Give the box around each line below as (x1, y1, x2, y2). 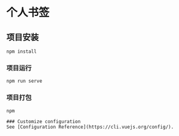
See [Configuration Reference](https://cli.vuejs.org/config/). (6, 124, 174, 130)
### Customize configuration (6, 118, 81, 124)
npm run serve (6, 78, 43, 85)
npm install (6, 48, 37, 55)
